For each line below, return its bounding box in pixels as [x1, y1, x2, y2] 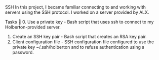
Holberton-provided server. [5, 24, 61, 30]
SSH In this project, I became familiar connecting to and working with [5, 4, 146, 10]
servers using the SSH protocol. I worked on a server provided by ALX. [5, 9, 149, 15]
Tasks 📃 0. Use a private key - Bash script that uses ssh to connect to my [5, 19, 154, 25]
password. [12, 49, 34, 55]
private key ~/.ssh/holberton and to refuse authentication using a [12, 44, 145, 50]
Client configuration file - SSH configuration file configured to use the [12, 39, 154, 45]
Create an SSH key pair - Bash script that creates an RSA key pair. [12, 34, 147, 39]
